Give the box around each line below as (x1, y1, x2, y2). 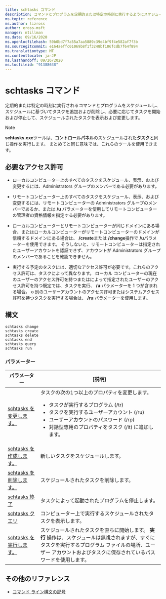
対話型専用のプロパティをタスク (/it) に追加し (48, 423, 154, 430)
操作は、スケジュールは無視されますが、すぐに (46, 534, 156, 541)
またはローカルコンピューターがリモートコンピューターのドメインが (21, 229, 160, 235)
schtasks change (5, 324, 39, 329)
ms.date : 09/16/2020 (5, 35, 48, 40)
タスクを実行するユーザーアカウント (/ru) (48, 408, 145, 415)
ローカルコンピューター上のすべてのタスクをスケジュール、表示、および (12, 177, 159, 183)
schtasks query (5, 341, 37, 346)
